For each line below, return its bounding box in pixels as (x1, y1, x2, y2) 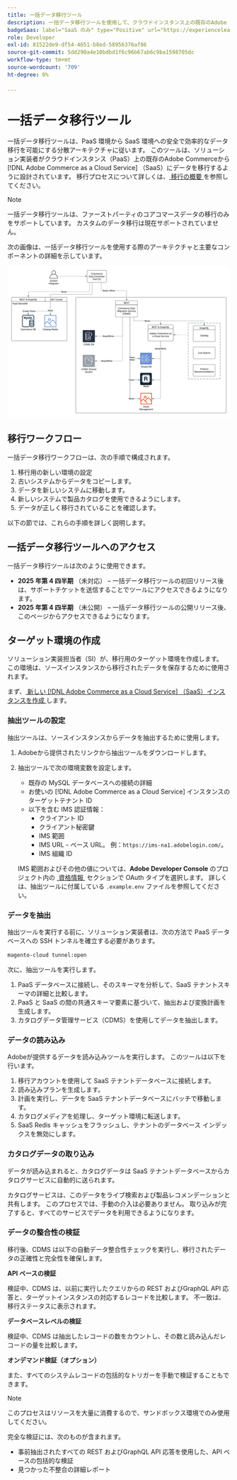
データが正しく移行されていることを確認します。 (17, 503, 160, 512)
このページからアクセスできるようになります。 (17, 611, 154, 620)
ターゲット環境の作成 (7, 635, 100, 647)
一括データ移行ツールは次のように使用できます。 (7, 561, 150, 570)
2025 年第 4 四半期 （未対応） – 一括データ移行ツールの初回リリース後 (17, 576, 224, 584)
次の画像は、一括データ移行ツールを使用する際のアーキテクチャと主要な (7, 243, 218, 252)
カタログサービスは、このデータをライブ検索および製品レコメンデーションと (7, 1190, 231, 1199)
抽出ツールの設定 (7, 716, 66, 725)
